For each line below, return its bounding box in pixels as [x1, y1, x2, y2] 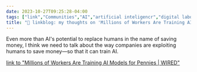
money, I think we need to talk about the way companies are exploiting [6, 42, 176, 49]
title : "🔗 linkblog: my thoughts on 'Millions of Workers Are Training [6, 19, 185, 25]
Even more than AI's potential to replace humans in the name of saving [6, 36, 177, 43]
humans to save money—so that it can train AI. [6, 48, 119, 55]
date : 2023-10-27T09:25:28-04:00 [6, 8, 88, 15]
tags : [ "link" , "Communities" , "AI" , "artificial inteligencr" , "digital [6, 14, 180, 20]
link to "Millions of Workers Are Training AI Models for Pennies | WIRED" [6, 59, 180, 66]
